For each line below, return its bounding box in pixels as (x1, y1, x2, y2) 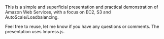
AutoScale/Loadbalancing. (5, 14, 59, 20)
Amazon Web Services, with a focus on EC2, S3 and (5, 9, 111, 15)
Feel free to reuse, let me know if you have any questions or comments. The (5, 24, 160, 29)
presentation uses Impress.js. (5, 29, 65, 34)
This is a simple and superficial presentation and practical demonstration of (5, 4, 159, 10)
